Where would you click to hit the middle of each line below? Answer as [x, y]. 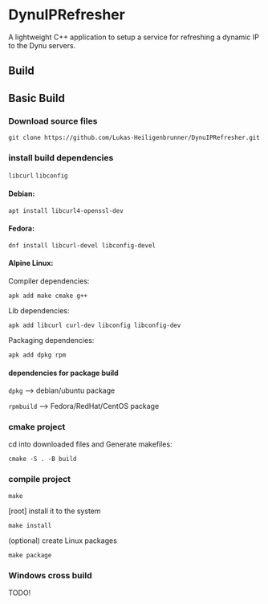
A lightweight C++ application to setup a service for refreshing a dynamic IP [134, 37]
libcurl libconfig [38, 176]
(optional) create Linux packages [63, 541]
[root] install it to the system [55, 511]
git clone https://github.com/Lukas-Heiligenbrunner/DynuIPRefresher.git [134, 138]
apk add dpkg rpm [37, 355]
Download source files [53, 120]
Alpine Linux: [31, 263]
